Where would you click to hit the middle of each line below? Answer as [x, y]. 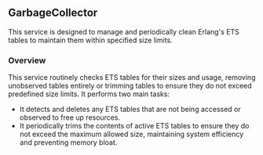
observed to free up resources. [69, 117]
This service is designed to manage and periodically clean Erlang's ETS [124, 31]
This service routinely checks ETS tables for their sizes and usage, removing [132, 77]
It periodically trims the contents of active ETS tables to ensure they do [134, 126]
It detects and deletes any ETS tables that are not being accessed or [130, 110]
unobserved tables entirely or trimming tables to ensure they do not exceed [130, 86]
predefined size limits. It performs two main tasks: [89, 94]
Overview [27, 60]
